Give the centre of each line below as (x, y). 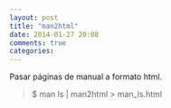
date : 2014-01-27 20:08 (54, 34)
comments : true (38, 43)
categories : (32, 51)
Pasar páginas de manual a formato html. (86, 76)
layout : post (34, 18)
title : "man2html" (44, 26)
